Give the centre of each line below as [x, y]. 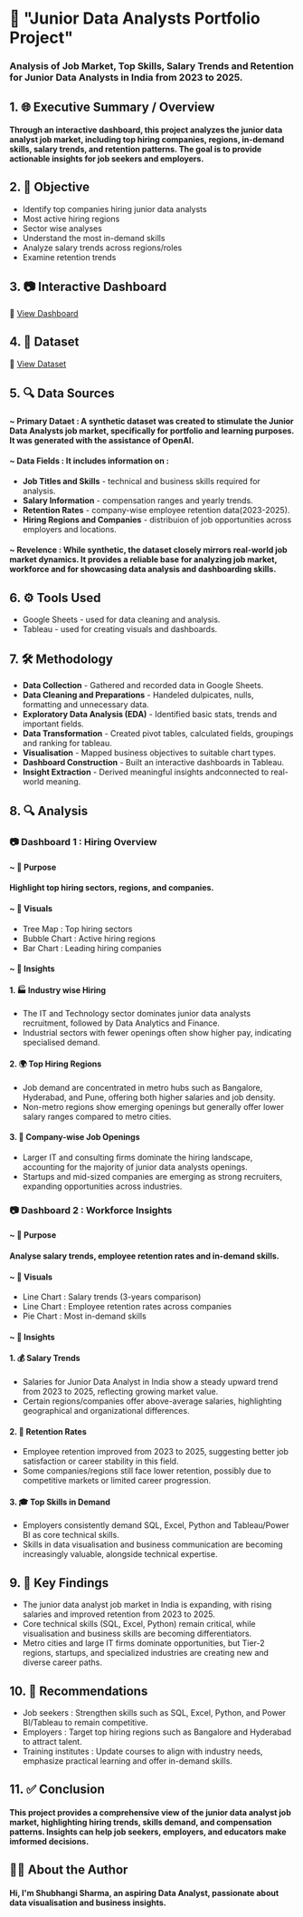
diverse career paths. [62, 1662]
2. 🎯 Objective [50, 187]
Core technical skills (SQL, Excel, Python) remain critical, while [139, 1624]
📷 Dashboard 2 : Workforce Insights [91, 1210]
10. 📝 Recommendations [79, 1691]
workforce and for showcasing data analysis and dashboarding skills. [143, 569]
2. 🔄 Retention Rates [48, 1431]
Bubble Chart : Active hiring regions [89, 939]
